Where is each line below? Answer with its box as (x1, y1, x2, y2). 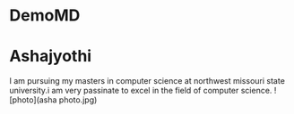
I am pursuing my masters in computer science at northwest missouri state (9, 76, 285, 86)
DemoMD (9, 5, 81, 26)
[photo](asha (9, 94, 57, 105)
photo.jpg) (58, 94, 98, 105)
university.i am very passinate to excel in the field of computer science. (9, 85, 272, 96)
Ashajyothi (9, 46, 92, 67)
